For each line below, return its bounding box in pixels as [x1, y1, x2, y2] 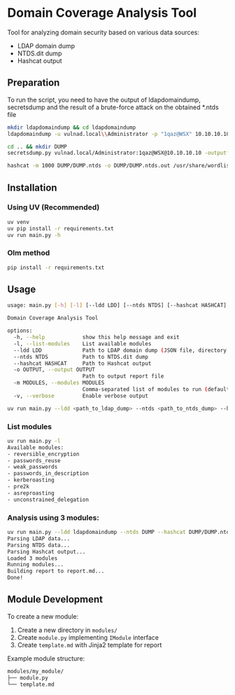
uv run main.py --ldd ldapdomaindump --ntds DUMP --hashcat [7, 529, 187, 536]
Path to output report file [82, 373, 164, 380]
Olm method [7, 248, 50, 258]
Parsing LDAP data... [7, 535, 71, 542]
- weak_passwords [7, 464, 58, 471]
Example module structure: [7, 654, 85, 663]
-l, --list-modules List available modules [13, 340, 152, 347]
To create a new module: [7, 612, 79, 621]
